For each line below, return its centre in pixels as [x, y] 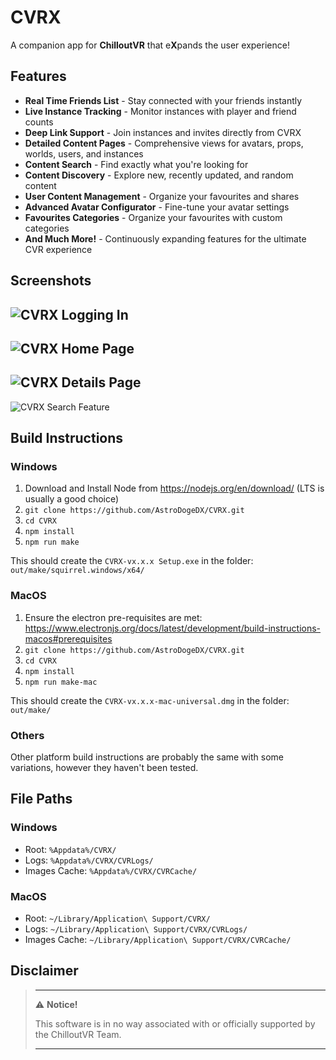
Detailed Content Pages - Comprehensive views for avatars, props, [164, 143]
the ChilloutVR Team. [78, 1034]
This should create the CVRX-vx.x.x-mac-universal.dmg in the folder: [150, 700]
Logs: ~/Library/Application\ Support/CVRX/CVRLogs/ [136, 929]
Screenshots [51, 281]
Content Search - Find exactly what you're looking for [136, 164]
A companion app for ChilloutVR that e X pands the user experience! [150, 45]
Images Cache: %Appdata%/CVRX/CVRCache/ [111, 870]
